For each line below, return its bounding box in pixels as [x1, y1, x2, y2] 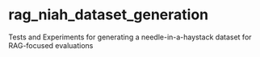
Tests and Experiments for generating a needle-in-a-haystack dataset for [8, 32, 252, 42]
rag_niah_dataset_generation [8, 6, 208, 24]
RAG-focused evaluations [8, 40, 94, 50]
